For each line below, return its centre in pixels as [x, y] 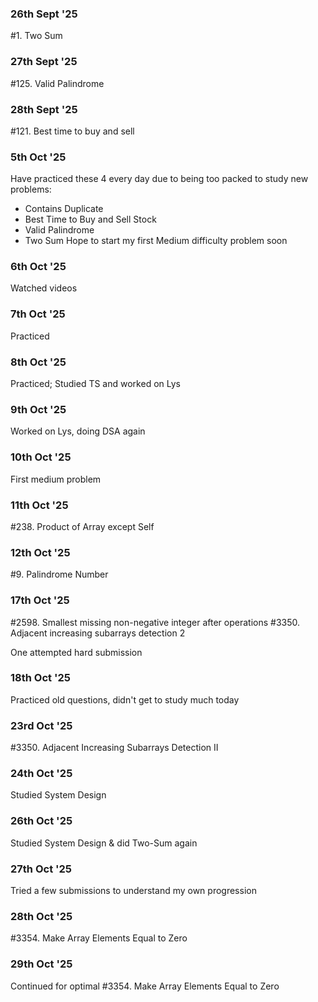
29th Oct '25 [41, 964]
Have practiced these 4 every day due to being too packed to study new [159, 179]
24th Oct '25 [41, 774]
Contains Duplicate [64, 209]
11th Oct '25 [39, 505]
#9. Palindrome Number [59, 574]
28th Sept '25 [44, 109]
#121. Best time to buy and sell [72, 131]
